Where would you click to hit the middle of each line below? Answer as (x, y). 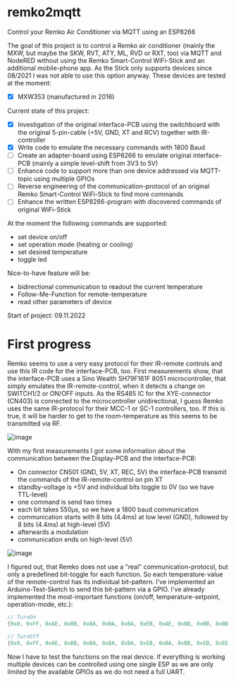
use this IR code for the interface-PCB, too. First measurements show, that (115, 371)
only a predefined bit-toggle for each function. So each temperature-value (115, 574)
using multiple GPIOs (64, 179)
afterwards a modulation (53, 532)
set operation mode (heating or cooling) (75, 245)
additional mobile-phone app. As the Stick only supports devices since (110, 68)
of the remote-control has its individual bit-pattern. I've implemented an (111, 582)
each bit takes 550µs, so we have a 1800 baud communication (108, 509)
